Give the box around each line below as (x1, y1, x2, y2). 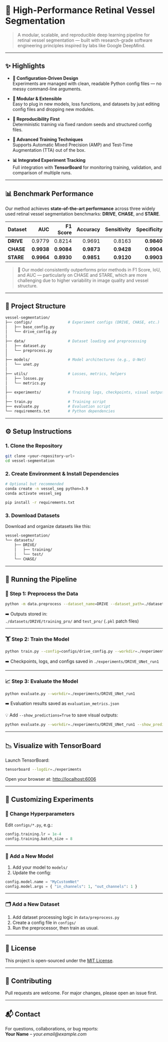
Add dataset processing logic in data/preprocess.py (12, 914, 119, 920)
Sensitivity (104, 226, 131, 233)
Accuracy (76, 226, 100, 233)
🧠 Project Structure (5, 301, 66, 310)
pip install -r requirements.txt (5, 500, 75, 505)
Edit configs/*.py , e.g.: (5, 821, 53, 828)
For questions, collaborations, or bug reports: (5, 1026, 98, 1032)
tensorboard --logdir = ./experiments (5, 767, 81, 772)
